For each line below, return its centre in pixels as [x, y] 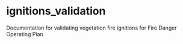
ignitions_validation [56, 11]
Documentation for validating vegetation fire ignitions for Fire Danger [91, 28]
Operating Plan [25, 34]
